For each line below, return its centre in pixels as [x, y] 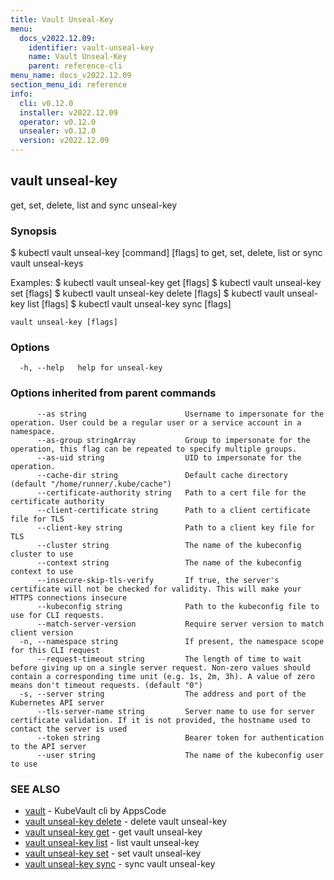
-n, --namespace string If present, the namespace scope [172, 641]
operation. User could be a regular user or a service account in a [156, 422]
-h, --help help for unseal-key [91, 368]
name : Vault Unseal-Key [78, 57]
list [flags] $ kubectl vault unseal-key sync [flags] [129, 304]
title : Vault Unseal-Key [62, 19]
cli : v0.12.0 [46, 103]
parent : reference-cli [75, 66]
